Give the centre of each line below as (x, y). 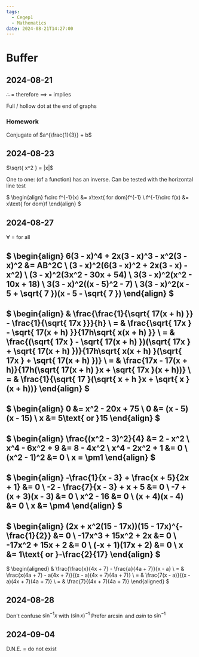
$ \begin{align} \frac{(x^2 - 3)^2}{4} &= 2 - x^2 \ (98, 439)
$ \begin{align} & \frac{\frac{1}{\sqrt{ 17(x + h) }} (100, 314)
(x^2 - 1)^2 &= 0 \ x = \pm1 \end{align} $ (81, 457)
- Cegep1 (22, 17)
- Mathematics (29, 23)
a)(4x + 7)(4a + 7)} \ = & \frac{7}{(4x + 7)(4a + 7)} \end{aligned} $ (88, 581)
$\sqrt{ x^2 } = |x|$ (30, 168)
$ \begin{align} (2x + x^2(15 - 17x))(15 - (80, 526)
